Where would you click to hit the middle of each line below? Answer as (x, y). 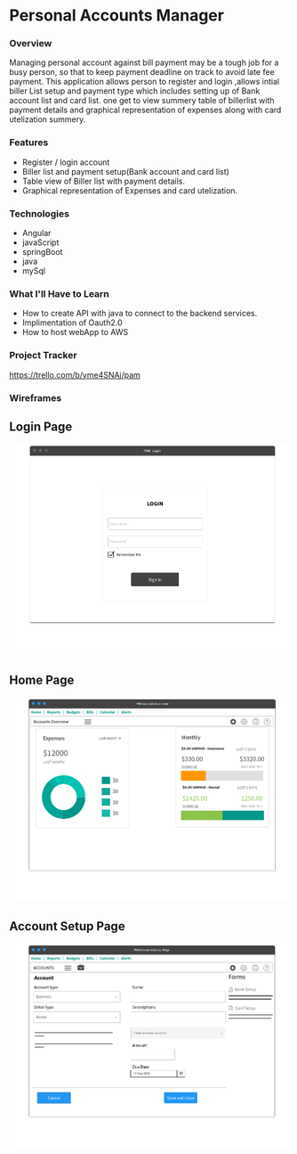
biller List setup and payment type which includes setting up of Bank (135, 91)
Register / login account (66, 162)
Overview (31, 44)
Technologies (39, 213)
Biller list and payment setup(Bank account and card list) (125, 171)
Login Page (41, 426)
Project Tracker (43, 356)
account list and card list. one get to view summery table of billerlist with (142, 101)
